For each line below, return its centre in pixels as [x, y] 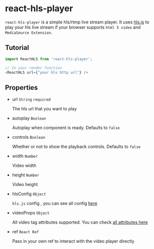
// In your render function [34, 68]
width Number [25, 156]
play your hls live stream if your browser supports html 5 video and [73, 27]
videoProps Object [31, 213]
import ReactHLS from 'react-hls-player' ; [49, 59]
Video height [25, 185]
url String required [31, 99]
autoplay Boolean [29, 118]
